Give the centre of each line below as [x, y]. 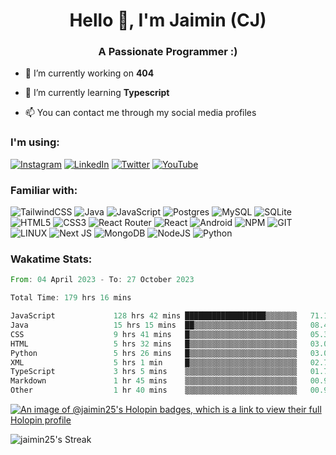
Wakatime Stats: [51, 259]
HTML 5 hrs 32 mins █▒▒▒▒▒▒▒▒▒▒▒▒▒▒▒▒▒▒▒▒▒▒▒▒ [154, 344]
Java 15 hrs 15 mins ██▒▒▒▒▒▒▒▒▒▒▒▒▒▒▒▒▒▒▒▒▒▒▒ [154, 325]
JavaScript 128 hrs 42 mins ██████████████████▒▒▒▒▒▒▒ [154, 316]
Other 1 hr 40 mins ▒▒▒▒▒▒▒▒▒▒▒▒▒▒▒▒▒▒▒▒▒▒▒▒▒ [154, 390]
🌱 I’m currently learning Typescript [97, 93]
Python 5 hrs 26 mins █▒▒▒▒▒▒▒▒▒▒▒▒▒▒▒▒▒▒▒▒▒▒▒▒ [154, 353]
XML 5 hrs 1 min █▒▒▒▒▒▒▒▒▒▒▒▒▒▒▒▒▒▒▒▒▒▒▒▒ [154, 362]
